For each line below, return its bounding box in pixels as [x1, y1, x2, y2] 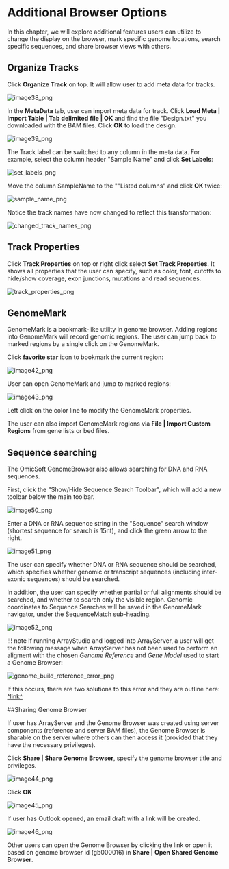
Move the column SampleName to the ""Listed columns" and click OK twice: [7, 182, 222, 190]
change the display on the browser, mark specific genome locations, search [7, 34, 221, 42]
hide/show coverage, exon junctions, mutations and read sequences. [7, 274, 202, 282]
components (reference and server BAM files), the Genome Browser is [7, 726, 206, 735]
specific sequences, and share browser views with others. [7, 42, 172, 50]
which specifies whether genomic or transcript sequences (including [7, 567, 201, 576]
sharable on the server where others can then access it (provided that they [7, 733, 218, 742]
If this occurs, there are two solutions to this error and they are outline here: [7, 685, 220, 694]
